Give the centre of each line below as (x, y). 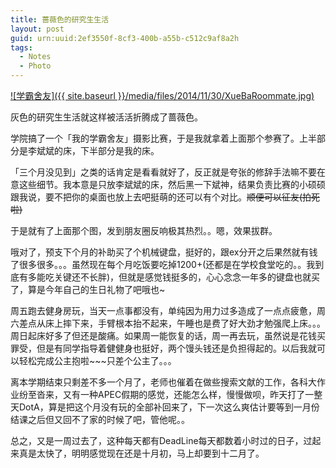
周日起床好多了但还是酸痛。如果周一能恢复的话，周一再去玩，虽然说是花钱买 (168, 335)
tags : (21, 47)
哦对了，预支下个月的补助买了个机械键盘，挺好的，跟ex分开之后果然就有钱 (164, 252)
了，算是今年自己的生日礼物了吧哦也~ (88, 289)
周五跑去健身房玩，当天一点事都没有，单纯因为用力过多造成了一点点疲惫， (163, 310)
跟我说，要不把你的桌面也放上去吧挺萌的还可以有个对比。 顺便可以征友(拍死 (165, 197)
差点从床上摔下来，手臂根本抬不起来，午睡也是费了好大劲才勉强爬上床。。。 (172, 323)
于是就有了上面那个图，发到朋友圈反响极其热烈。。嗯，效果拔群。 (144, 230)
